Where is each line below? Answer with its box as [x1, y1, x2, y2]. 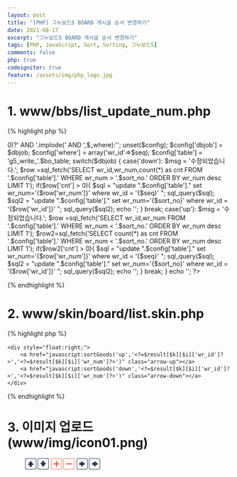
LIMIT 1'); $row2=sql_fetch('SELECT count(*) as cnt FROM [7, 229, 179, 238]
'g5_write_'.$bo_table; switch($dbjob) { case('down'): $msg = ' [7, 157, 191, 165]
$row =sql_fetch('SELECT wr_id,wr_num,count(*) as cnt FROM [20, 165, 203, 174]
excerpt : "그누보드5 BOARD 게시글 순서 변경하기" [7, 34, 138, 41]
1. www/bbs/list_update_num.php [7, 103, 211, 119]
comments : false [7, 49, 55, 56]
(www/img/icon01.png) [7, 434, 148, 451]
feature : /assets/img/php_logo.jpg [7, 71, 113, 78]
